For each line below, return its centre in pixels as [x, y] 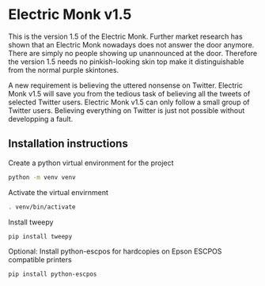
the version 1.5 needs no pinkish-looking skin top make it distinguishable [126, 62]
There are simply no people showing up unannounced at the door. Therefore [133, 53]
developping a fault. [41, 119]
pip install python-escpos [53, 274]
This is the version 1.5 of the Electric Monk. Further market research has [125, 36]
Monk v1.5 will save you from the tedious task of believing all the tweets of [129, 93]
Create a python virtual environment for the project [91, 163]
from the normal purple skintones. [64, 70]
